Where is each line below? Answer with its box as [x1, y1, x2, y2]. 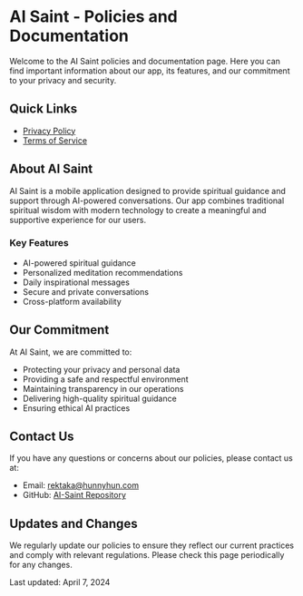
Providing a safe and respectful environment [22, 374, 189, 385]
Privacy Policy [22, 125, 76, 136]
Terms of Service [22, 134, 88, 146]
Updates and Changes [9, 515, 138, 532]
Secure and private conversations [22, 286, 150, 297]
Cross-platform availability [22, 296, 122, 307]
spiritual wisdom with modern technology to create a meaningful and [9, 204, 267, 215]
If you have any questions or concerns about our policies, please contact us [9, 453, 293, 464]
